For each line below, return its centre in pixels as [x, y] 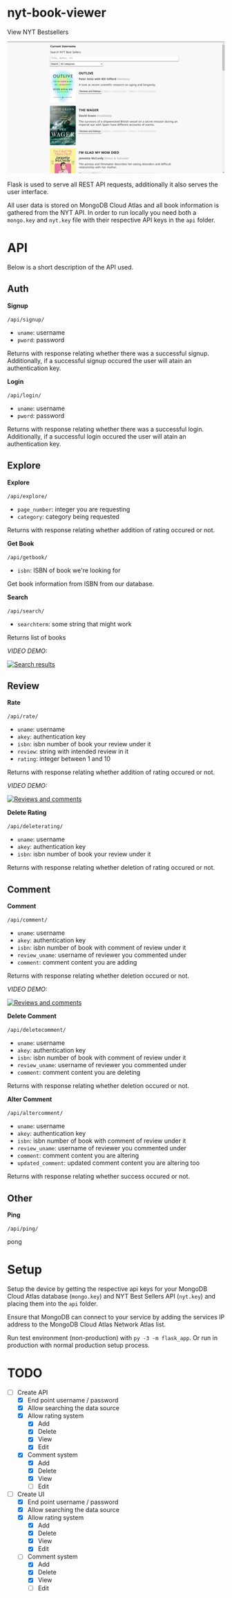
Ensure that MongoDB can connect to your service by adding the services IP [116, 1317]
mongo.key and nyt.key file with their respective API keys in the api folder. [111, 220]
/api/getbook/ [28, 557]
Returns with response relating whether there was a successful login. [106, 429]
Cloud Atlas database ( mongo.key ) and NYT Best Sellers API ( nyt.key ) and [112, 1297]
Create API [32, 1392]
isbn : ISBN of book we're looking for [69, 570]
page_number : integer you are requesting [74, 509]
